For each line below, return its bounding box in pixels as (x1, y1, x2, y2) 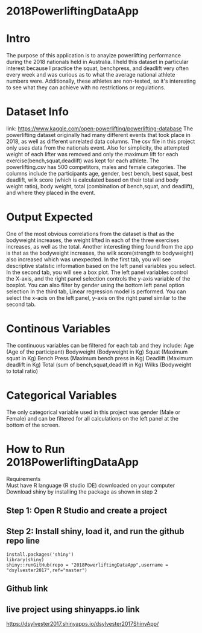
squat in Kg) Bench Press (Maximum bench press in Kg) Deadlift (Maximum (6, 354, 193, 361)
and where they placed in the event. (6, 189, 95, 197)
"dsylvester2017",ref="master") (6, 567, 87, 574)
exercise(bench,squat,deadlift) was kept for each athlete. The (6, 157, 160, 164)
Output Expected (6, 210, 93, 224)
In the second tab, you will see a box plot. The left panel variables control (6, 269, 188, 276)
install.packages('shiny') (6, 552, 74, 558)
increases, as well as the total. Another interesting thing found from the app (6, 243, 194, 250)
